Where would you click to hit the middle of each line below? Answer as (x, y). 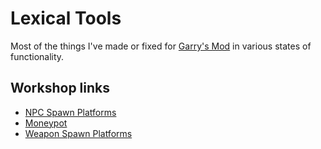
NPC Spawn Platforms (70, 112)
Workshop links (60, 88)
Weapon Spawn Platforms (78, 133)
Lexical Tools (66, 18)
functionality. (37, 56)
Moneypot (46, 123)
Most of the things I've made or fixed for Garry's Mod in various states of (161, 46)
